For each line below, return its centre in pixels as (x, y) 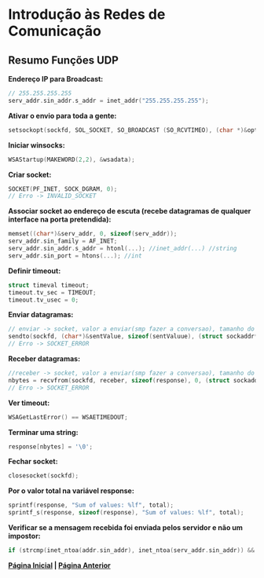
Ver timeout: (29, 403)
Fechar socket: (33, 462)
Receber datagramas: (44, 359)
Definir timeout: (35, 271)
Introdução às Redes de (87, 15)
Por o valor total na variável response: (71, 491)
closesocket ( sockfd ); (44, 476)
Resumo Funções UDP (64, 60)
